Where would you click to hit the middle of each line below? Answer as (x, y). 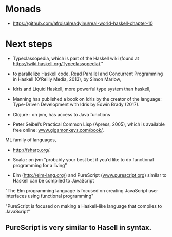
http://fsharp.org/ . (32, 150)
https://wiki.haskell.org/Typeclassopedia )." (58, 63)
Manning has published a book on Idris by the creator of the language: (87, 99)
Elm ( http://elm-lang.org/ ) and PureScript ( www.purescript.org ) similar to (90, 175)
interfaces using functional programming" (50, 196)
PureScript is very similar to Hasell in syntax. (79, 227)
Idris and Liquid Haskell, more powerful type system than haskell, (82, 89)
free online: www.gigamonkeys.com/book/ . (58, 130)
